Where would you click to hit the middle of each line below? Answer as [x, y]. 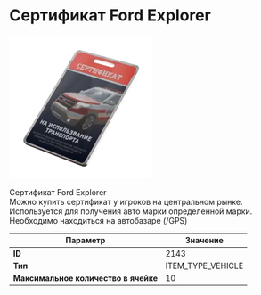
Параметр [86, 241]
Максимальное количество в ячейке [86, 278]
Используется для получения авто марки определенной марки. [131, 211]
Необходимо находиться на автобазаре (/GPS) [98, 220]
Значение [205, 241]
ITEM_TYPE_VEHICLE [204, 266]
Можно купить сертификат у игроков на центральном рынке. [126, 201]
